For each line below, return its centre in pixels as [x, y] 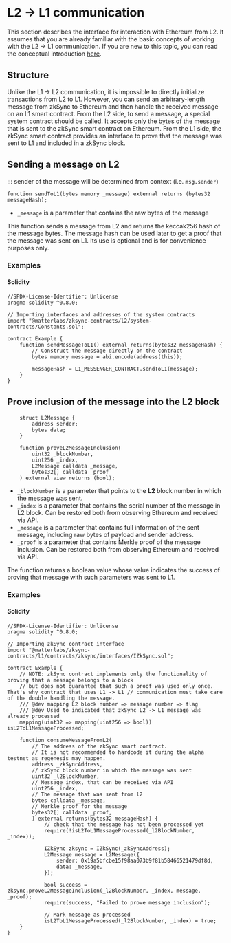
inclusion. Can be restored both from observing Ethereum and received [118, 549]
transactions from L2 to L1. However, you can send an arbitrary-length [106, 99]
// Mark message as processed [87, 915]
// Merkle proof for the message [80, 806]
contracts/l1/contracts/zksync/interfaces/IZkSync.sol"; [90, 656]
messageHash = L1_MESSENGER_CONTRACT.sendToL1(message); [115, 369]
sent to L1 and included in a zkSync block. [66, 143]
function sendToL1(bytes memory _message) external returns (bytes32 [109, 194]
